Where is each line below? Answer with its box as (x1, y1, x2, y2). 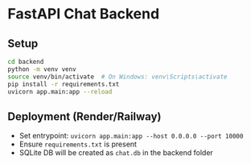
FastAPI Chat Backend (7, 5, 160, 23)
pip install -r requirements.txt (7, 80, 120, 88)
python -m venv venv (7, 65, 77, 73)
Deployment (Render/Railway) (7, 110, 162, 123)
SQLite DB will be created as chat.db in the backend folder (19, 148, 214, 158)
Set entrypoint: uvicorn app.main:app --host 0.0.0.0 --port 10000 (19, 131, 244, 141)
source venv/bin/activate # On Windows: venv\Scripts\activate (7, 73, 228, 81)
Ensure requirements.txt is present (19, 139, 138, 149)
